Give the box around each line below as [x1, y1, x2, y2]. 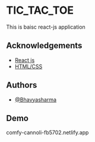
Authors [6, 80, 37, 90]
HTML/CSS [14, 63, 43, 70]
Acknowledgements [6, 41, 83, 51]
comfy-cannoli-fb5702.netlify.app [6, 129, 89, 136]
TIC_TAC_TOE [6, 4, 74, 17]
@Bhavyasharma [14, 96, 57, 103]
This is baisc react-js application [6, 23, 86, 30]
